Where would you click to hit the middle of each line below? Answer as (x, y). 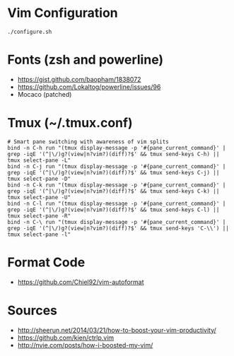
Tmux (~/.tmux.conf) (70, 123)
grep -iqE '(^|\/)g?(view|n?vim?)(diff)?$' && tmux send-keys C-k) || (113, 191)
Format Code (46, 262)
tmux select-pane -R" (39, 216)
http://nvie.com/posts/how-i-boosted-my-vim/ (85, 345)
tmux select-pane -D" (39, 179)
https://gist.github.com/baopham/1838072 (79, 79)
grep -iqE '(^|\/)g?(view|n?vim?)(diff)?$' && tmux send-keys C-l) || (113, 210)
